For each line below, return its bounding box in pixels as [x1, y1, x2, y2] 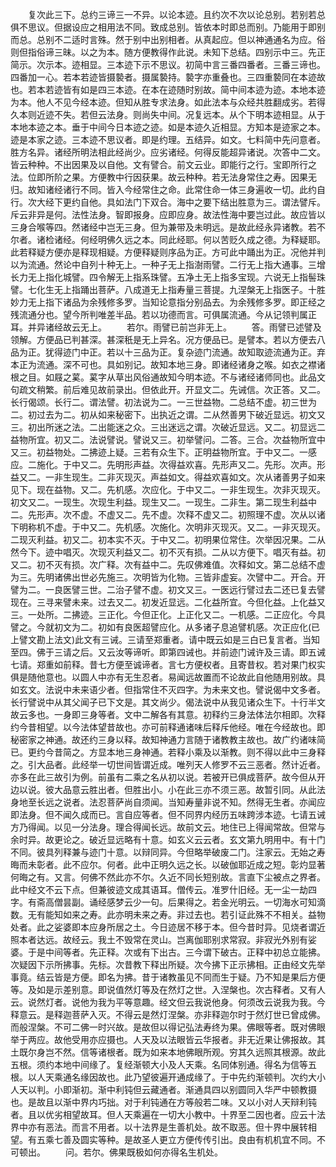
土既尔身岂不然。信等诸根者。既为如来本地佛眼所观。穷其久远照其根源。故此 [10, 1046, 326, 1058]
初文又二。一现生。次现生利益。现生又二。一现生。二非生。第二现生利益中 [10, 496, 317, 508]
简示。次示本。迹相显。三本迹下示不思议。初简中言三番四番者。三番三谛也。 [10, 59, 326, 70]
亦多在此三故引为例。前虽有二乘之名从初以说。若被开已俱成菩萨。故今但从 [10, 771, 317, 783]
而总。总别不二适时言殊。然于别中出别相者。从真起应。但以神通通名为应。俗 [10, 34, 326, 45]
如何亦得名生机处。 [143, 1146, 223, 1158]
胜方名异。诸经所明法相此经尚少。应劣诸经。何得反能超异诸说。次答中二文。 [10, 146, 326, 158]
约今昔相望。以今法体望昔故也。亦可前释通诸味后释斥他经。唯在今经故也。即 [10, 721, 326, 733]
